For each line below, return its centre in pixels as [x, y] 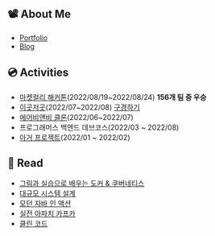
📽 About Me [39, 14]
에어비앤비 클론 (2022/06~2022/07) [76, 117]
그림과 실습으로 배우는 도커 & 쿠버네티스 [82, 184]
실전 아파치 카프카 [47, 213]
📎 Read [25, 163]
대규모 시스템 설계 [47, 193]
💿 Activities [38, 73]
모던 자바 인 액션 [45, 204]
